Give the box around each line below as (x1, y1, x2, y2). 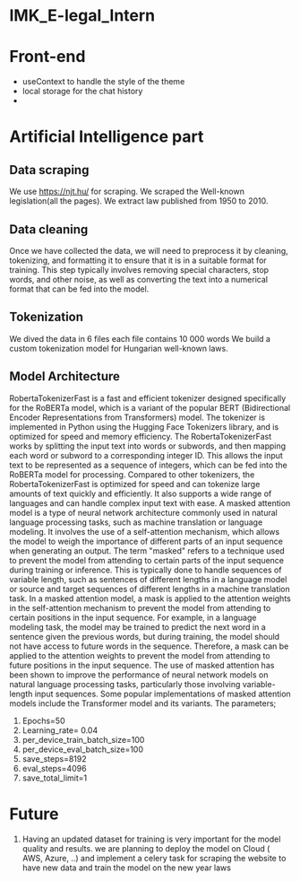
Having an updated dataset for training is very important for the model (21, 834, 281, 844)
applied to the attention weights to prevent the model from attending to (9, 650, 270, 660)
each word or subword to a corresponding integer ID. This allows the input (9, 450, 284, 460)
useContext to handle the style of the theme (21, 76, 185, 87)
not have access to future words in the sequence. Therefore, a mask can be (9, 641, 289, 651)
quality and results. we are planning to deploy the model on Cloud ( (21, 843, 270, 853)
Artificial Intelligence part (9, 127, 204, 147)
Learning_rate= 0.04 (21, 724, 99, 736)
